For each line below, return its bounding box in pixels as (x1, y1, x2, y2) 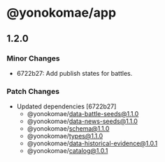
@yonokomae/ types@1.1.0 (27, 132, 103, 140)
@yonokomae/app (6, 5, 117, 21)
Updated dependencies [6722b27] (16, 102, 117, 111)
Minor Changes (6, 54, 60, 63)
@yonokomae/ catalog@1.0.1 (27, 147, 108, 155)
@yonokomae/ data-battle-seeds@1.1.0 (27, 110, 139, 118)
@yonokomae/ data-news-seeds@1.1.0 (27, 117, 138, 126)
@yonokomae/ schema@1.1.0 (27, 124, 110, 133)
